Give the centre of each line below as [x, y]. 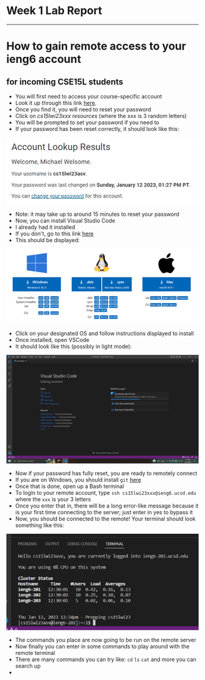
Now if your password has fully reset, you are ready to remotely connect [106, 473]
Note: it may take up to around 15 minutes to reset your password [97, 214]
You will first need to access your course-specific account [88, 96]
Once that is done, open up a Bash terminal [70, 486]
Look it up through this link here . [56, 103]
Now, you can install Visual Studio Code [65, 221]
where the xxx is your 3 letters [53, 499]
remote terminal [35, 653]
